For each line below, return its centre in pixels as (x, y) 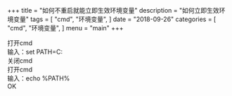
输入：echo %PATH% (39, 78)
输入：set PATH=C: (35, 52)
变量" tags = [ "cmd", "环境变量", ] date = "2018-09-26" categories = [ (115, 19)
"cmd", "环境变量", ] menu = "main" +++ (66, 28)
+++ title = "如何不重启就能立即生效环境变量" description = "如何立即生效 (113, 10)
